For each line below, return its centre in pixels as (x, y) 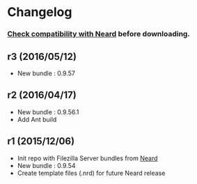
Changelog (40, 12)
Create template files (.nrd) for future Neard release (91, 173)
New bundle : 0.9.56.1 (48, 112)
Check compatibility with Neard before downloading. (98, 34)
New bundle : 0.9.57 (46, 73)
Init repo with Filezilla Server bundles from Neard (87, 158)
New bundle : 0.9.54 (46, 165)
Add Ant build (37, 119)
